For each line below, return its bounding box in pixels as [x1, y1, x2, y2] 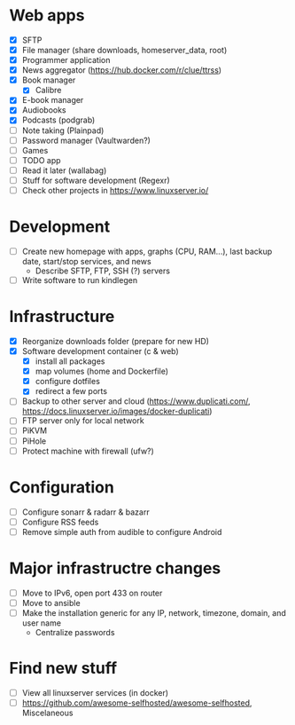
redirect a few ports [35, 386, 108, 397]
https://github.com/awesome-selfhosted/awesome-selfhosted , [21, 697, 252, 708]
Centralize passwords [35, 626, 115, 637]
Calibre [35, 85, 62, 96]
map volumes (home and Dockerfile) [35, 366, 168, 377]
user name [21, 618, 62, 628]
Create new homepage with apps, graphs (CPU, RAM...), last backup [21, 246, 273, 256]
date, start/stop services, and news [21, 256, 152, 266]
